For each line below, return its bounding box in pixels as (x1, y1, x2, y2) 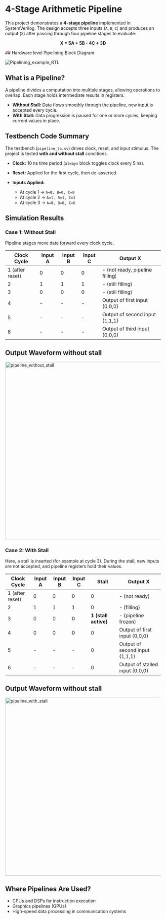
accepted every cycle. (12, 107, 58, 113)
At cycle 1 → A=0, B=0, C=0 (19, 189, 75, 195)
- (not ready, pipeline (102, 267, 152, 274)
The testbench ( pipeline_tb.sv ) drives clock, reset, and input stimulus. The (5, 145, 159, 151)
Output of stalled (119, 661, 158, 668)
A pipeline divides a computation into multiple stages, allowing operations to (5, 87, 161, 93)
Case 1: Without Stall (5, 228, 56, 235)
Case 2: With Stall (5, 547, 49, 554)
